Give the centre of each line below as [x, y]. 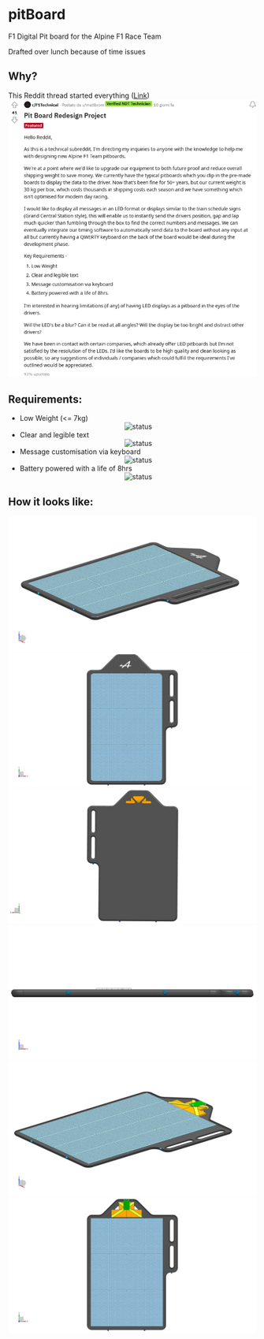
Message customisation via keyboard [80, 452]
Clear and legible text [54, 435]
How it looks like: [51, 502]
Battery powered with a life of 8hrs [76, 469]
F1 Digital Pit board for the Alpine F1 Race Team [85, 36]
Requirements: [45, 399]
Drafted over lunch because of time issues [77, 51]
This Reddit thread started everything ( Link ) [79, 95]
